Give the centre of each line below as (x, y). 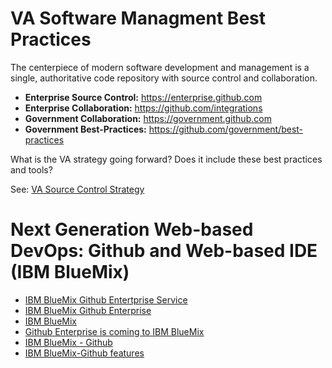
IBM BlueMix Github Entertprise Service (106, 299)
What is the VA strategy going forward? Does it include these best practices (166, 159)
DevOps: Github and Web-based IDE (164, 251)
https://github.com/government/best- (226, 129)
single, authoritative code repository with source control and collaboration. (164, 78)
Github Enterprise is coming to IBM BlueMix (114, 331)
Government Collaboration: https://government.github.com (148, 118)
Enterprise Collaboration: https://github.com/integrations (143, 108)
